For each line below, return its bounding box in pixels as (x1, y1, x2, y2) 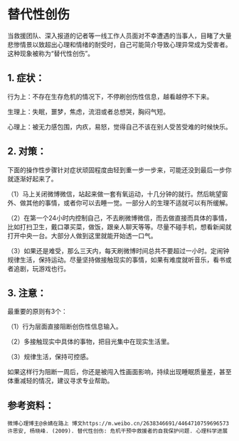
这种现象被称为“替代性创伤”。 (7, 49, 95, 58)
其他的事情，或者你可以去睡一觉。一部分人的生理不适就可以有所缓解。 (26, 198, 232, 207)
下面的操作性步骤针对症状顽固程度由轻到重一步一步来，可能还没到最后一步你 (7, 165, 232, 174)
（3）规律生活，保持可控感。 (7, 353, 92, 361)
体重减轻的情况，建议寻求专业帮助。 (7, 376, 114, 385)
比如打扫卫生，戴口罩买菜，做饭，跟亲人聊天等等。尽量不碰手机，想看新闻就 (7, 222, 232, 231)
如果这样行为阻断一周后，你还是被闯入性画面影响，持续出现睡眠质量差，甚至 (7, 368, 232, 376)
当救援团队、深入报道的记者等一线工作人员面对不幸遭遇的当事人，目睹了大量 (7, 31, 232, 40)
